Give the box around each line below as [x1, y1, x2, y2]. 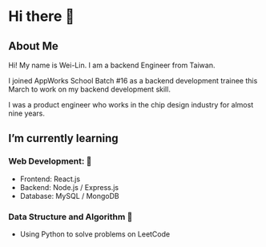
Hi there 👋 [8, 7, 75, 26]
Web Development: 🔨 [8, 156, 92, 167]
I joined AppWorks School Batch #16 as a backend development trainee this [8, 76, 258, 85]
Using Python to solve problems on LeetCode [19, 229, 171, 239]
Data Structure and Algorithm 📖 [8, 211, 133, 222]
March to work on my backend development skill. [8, 84, 171, 94]
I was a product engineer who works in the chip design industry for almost [8, 100, 254, 109]
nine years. [8, 108, 46, 118]
